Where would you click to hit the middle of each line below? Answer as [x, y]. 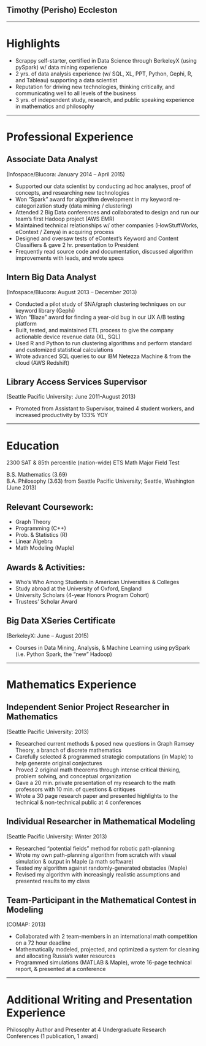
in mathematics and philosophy [55, 106]
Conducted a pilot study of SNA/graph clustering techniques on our [101, 304]
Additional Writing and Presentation [100, 1000]
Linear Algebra [34, 541]
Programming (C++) [40, 528]
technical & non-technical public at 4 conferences [78, 802]
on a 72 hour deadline [43, 943]
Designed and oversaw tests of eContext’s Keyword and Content [97, 238]
